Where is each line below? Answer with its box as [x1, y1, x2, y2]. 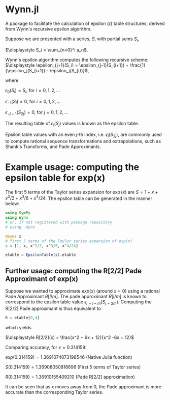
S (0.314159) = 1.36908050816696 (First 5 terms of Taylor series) [5, 364, 141, 370]
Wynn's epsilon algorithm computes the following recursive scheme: [5, 56, 149, 63]
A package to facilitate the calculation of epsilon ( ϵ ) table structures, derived [5, 20, 165, 26]
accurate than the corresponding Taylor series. [5, 389, 104, 395]
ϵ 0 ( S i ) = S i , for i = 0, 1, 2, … [5, 87, 60, 95]
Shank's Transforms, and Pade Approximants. [5, 144, 101, 150]
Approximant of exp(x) [5, 274, 79, 283]
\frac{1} [129, 62, 146, 68]
